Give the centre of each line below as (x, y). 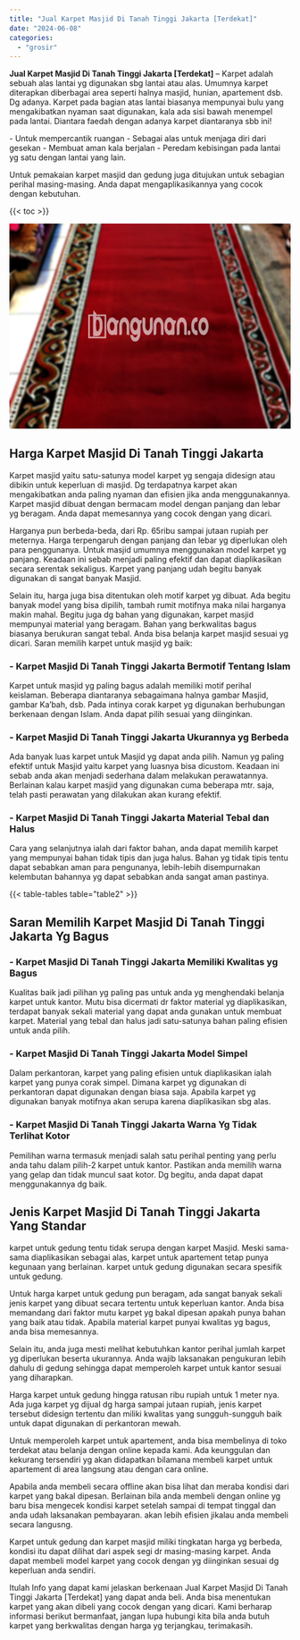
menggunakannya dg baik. (58, 1184)
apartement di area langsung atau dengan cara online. (109, 1469)
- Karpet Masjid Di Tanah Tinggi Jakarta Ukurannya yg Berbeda (149, 737)
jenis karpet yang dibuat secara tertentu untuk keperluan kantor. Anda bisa (146, 1303)
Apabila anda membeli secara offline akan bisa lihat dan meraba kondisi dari (149, 1486)
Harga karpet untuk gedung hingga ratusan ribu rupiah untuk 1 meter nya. (144, 1394)
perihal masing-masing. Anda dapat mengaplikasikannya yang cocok (136, 184)
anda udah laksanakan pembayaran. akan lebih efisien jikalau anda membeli (149, 1515)
